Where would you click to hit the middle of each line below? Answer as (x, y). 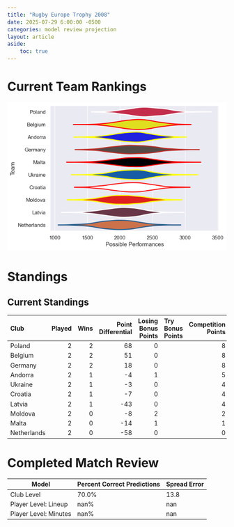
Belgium (22, 356)
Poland (20, 346)
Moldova (23, 414)
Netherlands (28, 433)
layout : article (31, 37)
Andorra (22, 375)
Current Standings (48, 302)
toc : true (34, 52)
